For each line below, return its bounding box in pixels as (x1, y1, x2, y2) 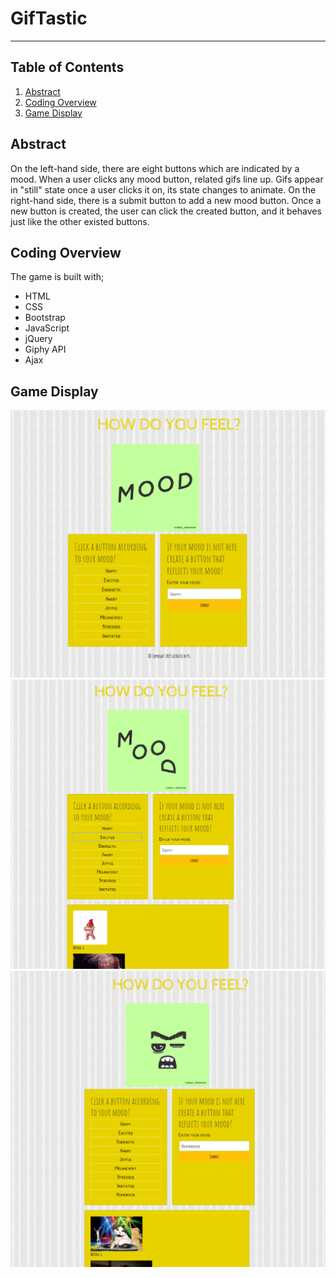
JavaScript (24, 322, 70, 334)
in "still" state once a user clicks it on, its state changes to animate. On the (10, 183, 317, 196)
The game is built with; (10, 271, 105, 283)
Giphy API (24, 343, 67, 356)
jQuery (24, 333, 53, 345)
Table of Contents (10, 59, 125, 76)
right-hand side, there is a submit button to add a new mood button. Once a (10, 194, 322, 206)
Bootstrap (24, 312, 66, 324)
